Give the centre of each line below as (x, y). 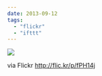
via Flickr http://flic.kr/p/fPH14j (51, 66)
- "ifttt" (28, 33)
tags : (15, 20)
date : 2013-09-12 (32, 13)
